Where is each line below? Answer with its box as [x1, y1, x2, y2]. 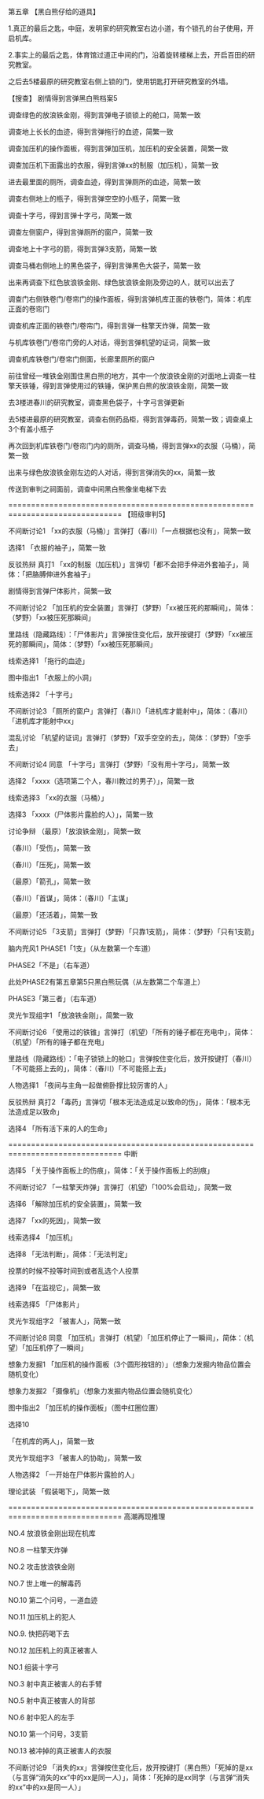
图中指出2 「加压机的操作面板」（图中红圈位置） [8, 1403, 163, 1412]
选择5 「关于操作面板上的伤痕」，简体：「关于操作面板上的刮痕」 [8, 1166, 214, 1175]
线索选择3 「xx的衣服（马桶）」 [8, 793, 108, 802]
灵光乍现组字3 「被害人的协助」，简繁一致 [8, 1453, 142, 1463]
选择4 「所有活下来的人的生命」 [8, 1124, 112, 1133]
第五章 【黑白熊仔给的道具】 [8, 7, 100, 16]
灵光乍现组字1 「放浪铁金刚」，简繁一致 [8, 1011, 134, 1020]
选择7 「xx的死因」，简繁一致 [8, 1216, 101, 1225]
